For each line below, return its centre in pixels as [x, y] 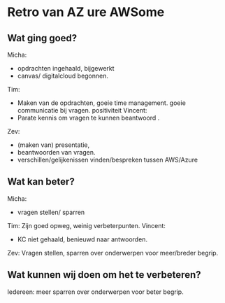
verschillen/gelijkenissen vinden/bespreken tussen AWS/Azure [107, 160]
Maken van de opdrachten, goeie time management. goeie [102, 103]
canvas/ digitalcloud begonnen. [63, 76]
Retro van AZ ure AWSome [86, 12]
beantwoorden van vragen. [56, 152]
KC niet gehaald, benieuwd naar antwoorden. [82, 239]
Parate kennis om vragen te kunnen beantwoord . [88, 118]
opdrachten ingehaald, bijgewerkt [66, 68]
